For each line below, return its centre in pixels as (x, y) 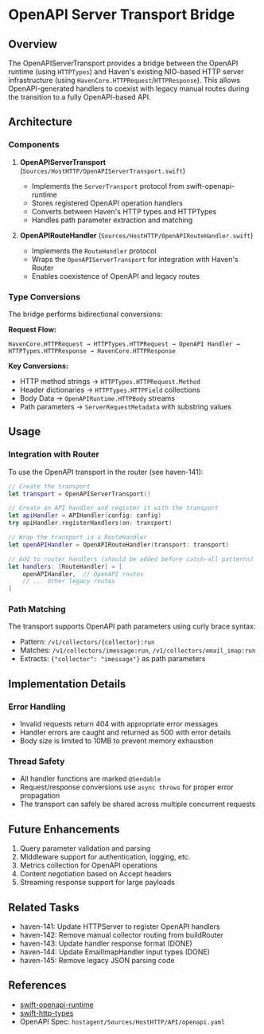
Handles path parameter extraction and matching (112, 220)
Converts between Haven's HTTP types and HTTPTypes (124, 211)
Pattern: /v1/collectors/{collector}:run (87, 642)
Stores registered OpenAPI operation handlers (107, 203)
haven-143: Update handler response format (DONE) (106, 944)
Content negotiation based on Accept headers (95, 874)
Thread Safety (37, 762)
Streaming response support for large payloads (97, 883)
